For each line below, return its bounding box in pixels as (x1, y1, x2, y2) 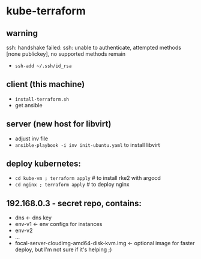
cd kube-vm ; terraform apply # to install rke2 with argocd (14, 174, 161, 182)
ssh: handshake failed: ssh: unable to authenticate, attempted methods (6, 44, 182, 51)
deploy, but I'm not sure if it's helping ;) (14, 246, 112, 253)
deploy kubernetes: (6, 159, 81, 169)
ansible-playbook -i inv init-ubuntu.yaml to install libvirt (14, 141, 160, 148)
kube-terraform (6, 4, 86, 18)
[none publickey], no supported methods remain (6, 50, 126, 58)
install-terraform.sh (14, 96, 69, 103)
